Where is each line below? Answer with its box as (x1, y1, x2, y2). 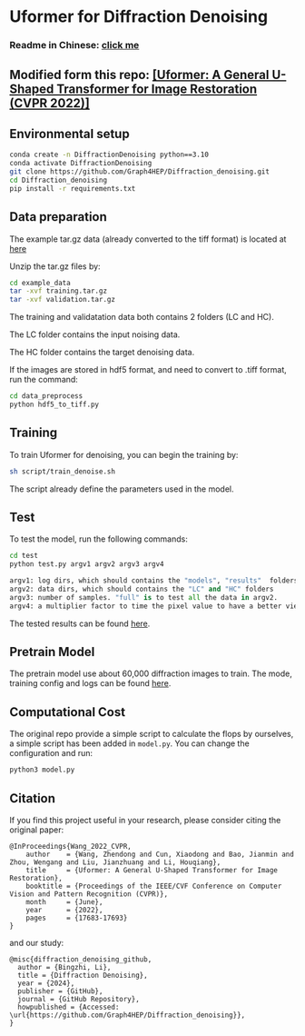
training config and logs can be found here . (9, 678, 172, 689)
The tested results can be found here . (9, 618, 151, 629)
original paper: (9, 824, 64, 835)
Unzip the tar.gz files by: (9, 261, 102, 272)
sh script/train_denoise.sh (9, 466, 116, 476)
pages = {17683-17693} (25, 913, 128, 922)
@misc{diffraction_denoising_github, (9, 954, 152, 964)
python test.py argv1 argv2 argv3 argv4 (9, 560, 165, 569)
